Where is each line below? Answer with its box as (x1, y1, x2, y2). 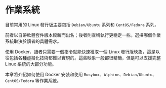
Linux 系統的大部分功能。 (5, 61, 57, 67)
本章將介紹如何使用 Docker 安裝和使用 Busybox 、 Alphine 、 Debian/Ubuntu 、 (5, 71, 157, 77)
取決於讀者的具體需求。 (13, 38, 62, 44)
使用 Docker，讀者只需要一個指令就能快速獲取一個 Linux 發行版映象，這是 (5, 49, 156, 55)
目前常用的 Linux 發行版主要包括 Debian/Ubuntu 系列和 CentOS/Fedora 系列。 (5, 22, 159, 28)
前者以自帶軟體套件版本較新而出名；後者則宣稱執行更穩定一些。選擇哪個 (5, 32, 152, 38)
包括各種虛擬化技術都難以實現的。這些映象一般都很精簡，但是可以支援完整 (9, 55, 161, 60)
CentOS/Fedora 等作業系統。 (5, 77, 62, 84)
